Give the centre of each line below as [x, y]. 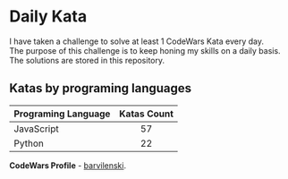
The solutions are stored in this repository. [87, 60]
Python [29, 143]
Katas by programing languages [101, 88]
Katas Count [147, 114]
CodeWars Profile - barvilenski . [68, 165]
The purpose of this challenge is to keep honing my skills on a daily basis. [145, 50]
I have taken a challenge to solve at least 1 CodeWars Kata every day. [136, 41]
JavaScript [37, 129]
